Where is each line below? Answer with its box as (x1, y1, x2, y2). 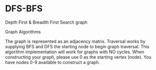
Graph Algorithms (5, 29, 41, 35)
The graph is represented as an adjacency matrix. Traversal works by (5, 38, 146, 44)
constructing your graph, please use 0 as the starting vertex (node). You (5, 54, 152, 60)
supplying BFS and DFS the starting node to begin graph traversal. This (5, 43, 150, 49)
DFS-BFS (5, 3, 43, 14)
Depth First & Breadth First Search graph (5, 19, 88, 25)
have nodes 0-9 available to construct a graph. (5, 59, 100, 65)
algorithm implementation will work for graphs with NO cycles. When (5, 49, 144, 55)
